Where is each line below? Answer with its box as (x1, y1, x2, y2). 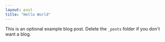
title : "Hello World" (5, 12, 51, 17)
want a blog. (5, 31, 31, 37)
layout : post (5, 7, 33, 12)
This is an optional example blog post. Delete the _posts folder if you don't (5, 25, 160, 31)
